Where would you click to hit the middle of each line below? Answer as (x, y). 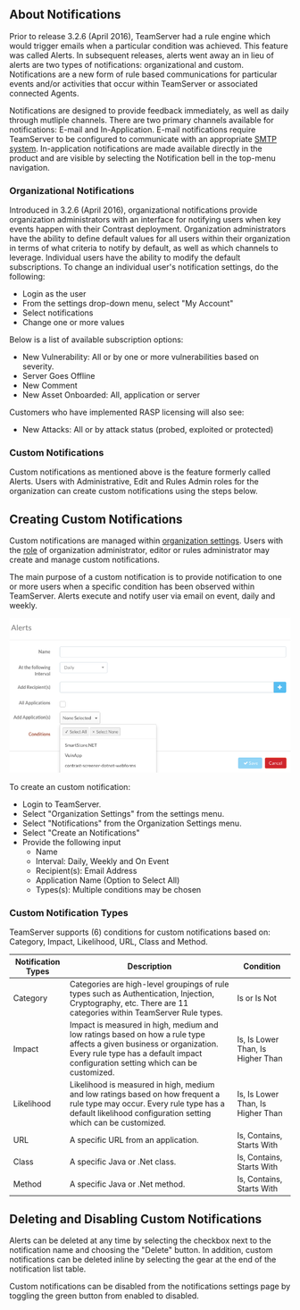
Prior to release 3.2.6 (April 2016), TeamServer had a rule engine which (140, 36)
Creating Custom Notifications (96, 519)
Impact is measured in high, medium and (144, 1025)
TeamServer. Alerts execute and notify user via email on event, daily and (142, 596)
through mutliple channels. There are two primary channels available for (142, 120)
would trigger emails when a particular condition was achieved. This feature (149, 46)
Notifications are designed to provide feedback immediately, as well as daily (149, 110)
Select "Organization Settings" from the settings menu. (123, 813)
